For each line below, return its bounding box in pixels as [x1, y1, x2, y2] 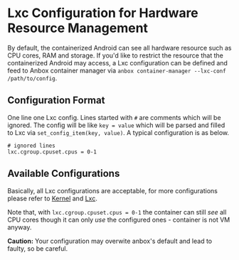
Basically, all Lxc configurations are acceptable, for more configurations [7, 186, 218, 195]
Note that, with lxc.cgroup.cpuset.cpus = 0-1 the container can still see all [7, 207, 227, 216]
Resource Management [7, 20, 148, 36]
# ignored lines [7, 142, 55, 149]
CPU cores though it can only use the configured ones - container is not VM [7, 215, 230, 224]
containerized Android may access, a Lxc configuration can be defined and [7, 58, 228, 67]
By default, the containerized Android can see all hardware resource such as [7, 43, 232, 52]
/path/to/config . [7, 73, 58, 82]
